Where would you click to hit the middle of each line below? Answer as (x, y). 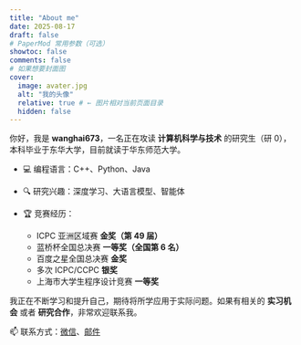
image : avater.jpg (53, 86)
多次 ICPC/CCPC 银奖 (77, 270)
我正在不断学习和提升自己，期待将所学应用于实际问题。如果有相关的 (137, 301)
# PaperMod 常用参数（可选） (59, 43)
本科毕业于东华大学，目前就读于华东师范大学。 (97, 150)
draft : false (34, 35)
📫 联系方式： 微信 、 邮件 (55, 332)
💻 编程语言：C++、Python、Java (86, 169)
